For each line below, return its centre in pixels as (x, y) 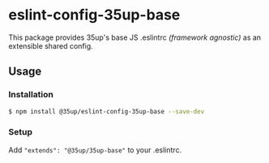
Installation (31, 95)
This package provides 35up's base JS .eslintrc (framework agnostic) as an (135, 37)
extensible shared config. (51, 45)
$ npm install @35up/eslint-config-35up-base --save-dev (107, 111)
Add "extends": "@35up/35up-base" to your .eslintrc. (95, 150)
